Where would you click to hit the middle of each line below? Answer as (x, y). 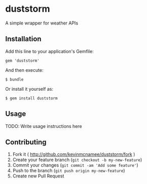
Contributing (26, 142)
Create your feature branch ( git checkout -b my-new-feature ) (77, 160)
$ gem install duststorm (31, 98)
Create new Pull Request (38, 176)
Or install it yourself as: (29, 89)
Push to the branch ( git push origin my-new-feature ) (69, 171)
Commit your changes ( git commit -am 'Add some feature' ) (75, 165)
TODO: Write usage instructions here (44, 126)
